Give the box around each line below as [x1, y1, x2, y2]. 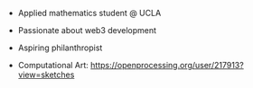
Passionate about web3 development [17, 25, 156, 35]
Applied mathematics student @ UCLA [17, 8, 162, 18]
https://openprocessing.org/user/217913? [89, 60, 244, 70]
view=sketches [17, 69, 75, 80]
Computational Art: [17, 60, 89, 70]
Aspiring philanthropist [17, 42, 103, 53]
